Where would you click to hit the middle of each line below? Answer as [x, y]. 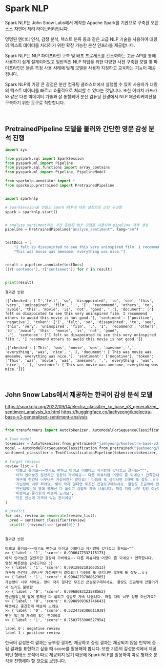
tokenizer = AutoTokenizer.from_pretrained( [51, 444]
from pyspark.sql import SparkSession [44, 158]
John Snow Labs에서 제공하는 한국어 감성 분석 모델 [79, 394]
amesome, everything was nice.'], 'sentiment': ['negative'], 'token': [79, 356]
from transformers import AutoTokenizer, [48, 430]
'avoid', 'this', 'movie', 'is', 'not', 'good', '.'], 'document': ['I [79, 309]
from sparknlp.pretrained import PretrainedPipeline [60, 186]
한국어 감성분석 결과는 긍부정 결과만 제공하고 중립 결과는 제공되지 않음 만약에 [78, 642]
